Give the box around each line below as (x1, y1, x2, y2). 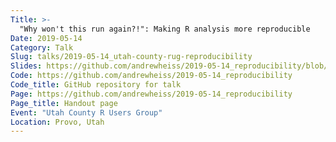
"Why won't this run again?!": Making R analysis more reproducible (19, 24, 311, 34)
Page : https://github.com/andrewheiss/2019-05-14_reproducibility (10, 89, 293, 99)
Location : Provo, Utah (10, 117, 105, 127)
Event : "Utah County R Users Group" (10, 107, 163, 118)
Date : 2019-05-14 (10, 33, 83, 43)
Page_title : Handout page (10, 98, 118, 108)
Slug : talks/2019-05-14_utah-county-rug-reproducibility (10, 52, 253, 62)
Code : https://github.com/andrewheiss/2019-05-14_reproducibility (10, 71, 293, 81)
